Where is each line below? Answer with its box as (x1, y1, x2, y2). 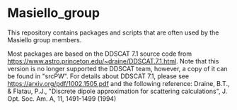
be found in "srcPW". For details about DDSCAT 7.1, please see (7, 72, 190, 80)
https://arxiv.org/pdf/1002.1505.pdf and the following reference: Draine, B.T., (7, 79, 230, 87)
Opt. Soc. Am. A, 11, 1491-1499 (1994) (7, 94, 117, 103)
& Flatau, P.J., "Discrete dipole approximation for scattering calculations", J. (7, 87, 228, 95)
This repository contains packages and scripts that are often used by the (7, 28, 219, 37)
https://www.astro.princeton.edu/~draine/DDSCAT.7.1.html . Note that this (7, 56, 219, 65)
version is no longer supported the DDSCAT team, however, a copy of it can (7, 64, 228, 73)
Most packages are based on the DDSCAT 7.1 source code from (7, 49, 192, 58)
